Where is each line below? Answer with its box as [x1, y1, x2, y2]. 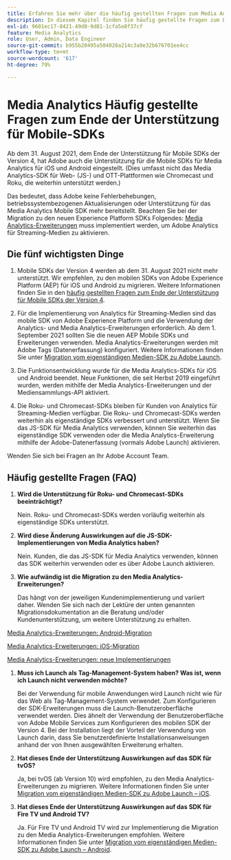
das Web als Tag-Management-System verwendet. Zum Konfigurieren [16, 697, 217, 705]
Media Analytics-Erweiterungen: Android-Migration [7, 628, 153, 637]
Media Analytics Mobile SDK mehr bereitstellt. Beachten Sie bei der [7, 206, 198, 214]
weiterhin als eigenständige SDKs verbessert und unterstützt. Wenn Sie [16, 416, 220, 424]
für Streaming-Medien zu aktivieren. [7, 228, 110, 236]
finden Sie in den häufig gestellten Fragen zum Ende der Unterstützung [16, 289, 219, 297]
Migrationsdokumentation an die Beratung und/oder [16, 608, 165, 617]
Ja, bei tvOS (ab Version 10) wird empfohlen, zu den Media [16, 775, 184, 783]
